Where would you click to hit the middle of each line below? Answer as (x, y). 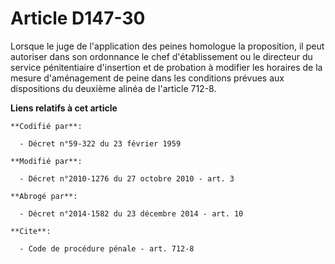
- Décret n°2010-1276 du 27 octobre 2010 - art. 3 (127, 178)
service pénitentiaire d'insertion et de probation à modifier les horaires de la (166, 67)
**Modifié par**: (46, 161)
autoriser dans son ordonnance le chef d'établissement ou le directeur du (161, 56)
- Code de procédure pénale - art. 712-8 (107, 248)
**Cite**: (31, 231)
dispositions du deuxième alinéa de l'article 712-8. (113, 88)
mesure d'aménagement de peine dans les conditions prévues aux (147, 78)
